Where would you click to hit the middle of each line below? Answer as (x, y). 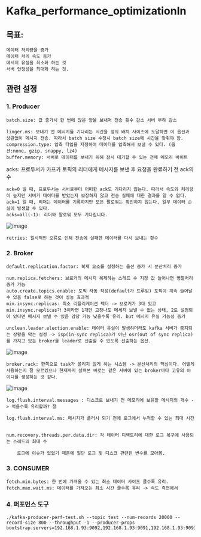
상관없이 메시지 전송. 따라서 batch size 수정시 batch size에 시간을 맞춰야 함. (95, 138)
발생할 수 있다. (33, 208)
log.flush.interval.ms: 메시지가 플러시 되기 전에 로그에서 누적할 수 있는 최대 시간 (100, 418)
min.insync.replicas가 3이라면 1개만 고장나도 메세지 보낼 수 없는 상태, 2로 (92, 310)
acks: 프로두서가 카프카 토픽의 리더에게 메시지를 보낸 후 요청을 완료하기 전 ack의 (100, 169)
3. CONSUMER (28, 468)
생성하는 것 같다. (39, 377)
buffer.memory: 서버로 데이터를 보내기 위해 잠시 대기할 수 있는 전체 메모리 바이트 (97, 157)
